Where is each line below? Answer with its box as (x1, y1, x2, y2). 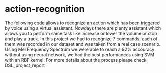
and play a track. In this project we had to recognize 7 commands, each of (5, 36, 158, 42)
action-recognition (5, 3, 85, 15)
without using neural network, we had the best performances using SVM (5, 51, 155, 58)
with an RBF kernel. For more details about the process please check (5, 57, 147, 63)
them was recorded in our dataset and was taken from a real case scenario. (5, 41, 161, 47)
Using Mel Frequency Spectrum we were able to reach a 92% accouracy (5, 46, 155, 52)
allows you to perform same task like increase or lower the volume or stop (5, 30, 157, 36)
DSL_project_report (5, 62, 45, 68)
